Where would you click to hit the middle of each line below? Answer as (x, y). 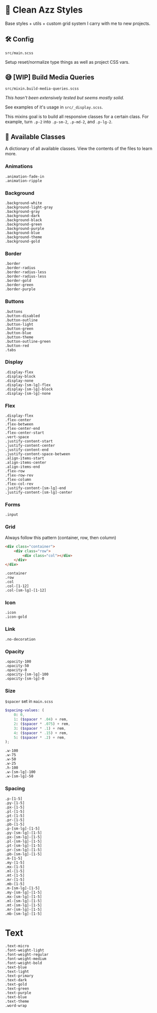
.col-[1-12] (17, 586)
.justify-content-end (27, 450)
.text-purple (18, 993)
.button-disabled (23, 316)
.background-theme (24, 237)
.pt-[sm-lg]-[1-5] (24, 846)
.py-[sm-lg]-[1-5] (24, 833)
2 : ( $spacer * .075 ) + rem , (42, 724)
